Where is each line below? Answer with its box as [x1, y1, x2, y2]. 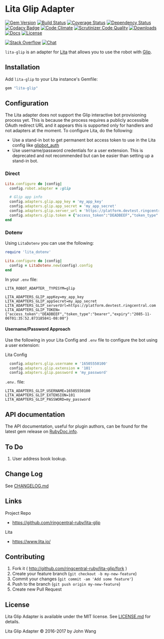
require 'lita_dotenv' [5, 250, 51, 255]
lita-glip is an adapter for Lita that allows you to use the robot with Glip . [5, 49, 152, 55]
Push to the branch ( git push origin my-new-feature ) [12, 581, 121, 587]
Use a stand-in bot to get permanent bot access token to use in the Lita [12, 137, 156, 143]
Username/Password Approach [5, 326, 71, 332]
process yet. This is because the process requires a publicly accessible [5, 117, 149, 123]
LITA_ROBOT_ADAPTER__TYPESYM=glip [5, 286, 76, 291]
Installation [5, 63, 40, 71]
